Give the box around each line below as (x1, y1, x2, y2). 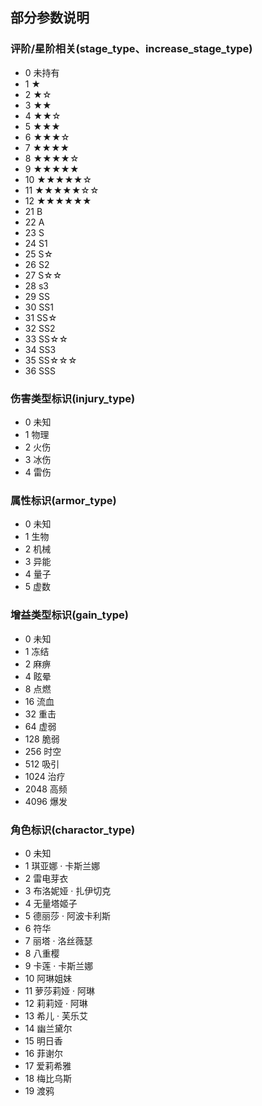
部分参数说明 (10, 9, 90, 27)
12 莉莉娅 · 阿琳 (24, 997, 88, 1009)
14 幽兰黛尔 (24, 1022, 73, 1034)
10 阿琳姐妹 (24, 972, 73, 984)
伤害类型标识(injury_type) (10, 391, 136, 405)
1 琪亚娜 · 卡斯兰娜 (24, 859, 101, 872)
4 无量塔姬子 (24, 897, 78, 909)
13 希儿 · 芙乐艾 (24, 1009, 88, 1022)
